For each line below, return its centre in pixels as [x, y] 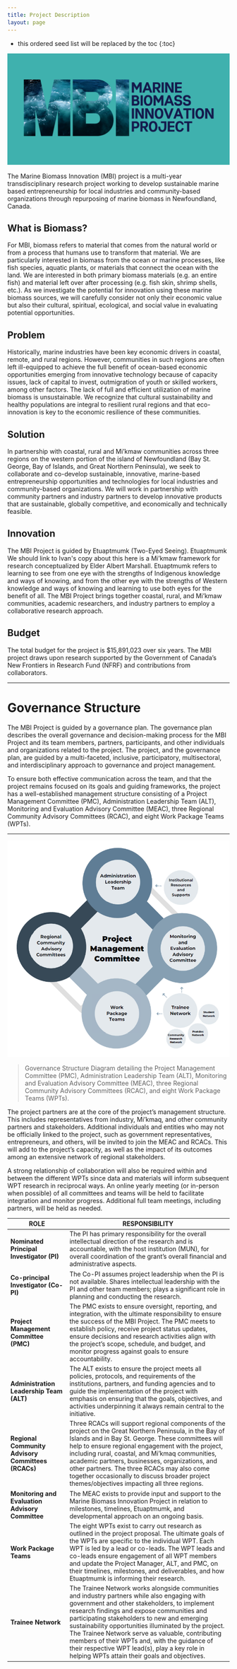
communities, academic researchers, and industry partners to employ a [111, 603]
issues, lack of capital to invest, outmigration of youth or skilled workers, [113, 382]
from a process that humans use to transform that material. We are [104, 253]
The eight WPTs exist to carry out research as [136, 1525]
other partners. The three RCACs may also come [140, 1469]
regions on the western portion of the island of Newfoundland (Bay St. [109, 459]
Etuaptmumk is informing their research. [127, 1578]
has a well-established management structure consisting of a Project [107, 793]
